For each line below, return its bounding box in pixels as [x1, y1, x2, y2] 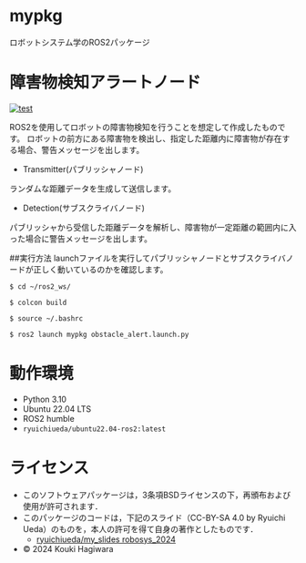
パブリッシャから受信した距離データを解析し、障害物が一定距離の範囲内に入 [9, 221, 297, 232]
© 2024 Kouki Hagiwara [22, 543, 114, 554]
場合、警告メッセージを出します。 [16, 144, 145, 155]
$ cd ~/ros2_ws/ [9, 281, 71, 292]
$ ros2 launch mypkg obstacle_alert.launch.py [9, 330, 189, 339]
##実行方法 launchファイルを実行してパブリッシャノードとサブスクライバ [9, 252, 287, 263]
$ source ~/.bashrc [9, 313, 84, 323]
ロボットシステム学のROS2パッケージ [9, 36, 150, 47]
